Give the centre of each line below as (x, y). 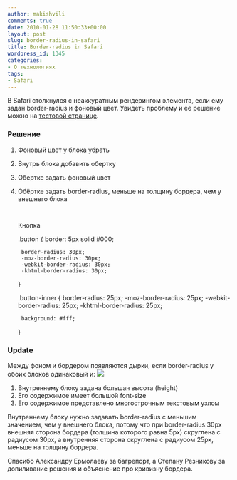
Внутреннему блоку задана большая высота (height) (98, 388)
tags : (15, 73)
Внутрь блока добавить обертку (67, 163)
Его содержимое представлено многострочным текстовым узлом (118, 403)
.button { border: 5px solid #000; (65, 239)
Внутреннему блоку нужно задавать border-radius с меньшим (102, 417)
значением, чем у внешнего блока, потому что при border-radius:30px (115, 424)
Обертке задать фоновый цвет (64, 177)
